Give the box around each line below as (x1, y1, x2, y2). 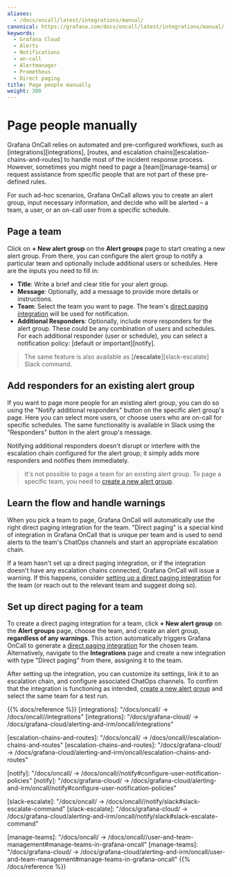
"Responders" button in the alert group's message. (7, 428, 152, 436)
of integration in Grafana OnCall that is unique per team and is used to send (7, 530, 223, 539)
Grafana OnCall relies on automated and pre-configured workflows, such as (7, 140, 224, 149)
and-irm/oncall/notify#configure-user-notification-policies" (7, 784, 177, 792)
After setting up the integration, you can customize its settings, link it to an (7, 670, 220, 678)
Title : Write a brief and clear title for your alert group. (17, 279, 169, 288)
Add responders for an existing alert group (7, 380, 195, 392)
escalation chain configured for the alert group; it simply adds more (7, 449, 199, 457)
